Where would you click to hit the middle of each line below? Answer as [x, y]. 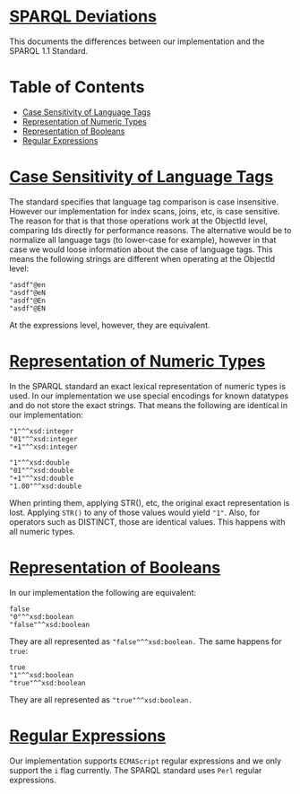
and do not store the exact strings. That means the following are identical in [149, 405]
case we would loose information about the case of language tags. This [141, 249]
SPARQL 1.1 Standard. [49, 50]
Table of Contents [77, 87]
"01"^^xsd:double [42, 470]
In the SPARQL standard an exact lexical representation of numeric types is [148, 386]
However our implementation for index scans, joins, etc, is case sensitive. [145, 211]
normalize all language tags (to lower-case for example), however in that [143, 240]
